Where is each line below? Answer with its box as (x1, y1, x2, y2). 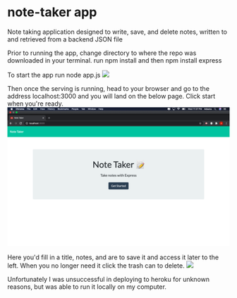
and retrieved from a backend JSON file (7, 35, 123, 43)
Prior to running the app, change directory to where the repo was (7, 49, 197, 57)
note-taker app (7, 4, 97, 20)
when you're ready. (7, 99, 63, 108)
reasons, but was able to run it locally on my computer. (7, 283, 167, 291)
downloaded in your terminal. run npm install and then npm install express (7, 56, 222, 64)
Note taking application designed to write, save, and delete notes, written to (7, 27, 228, 36)
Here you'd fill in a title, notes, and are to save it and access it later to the (7, 253, 219, 261)
